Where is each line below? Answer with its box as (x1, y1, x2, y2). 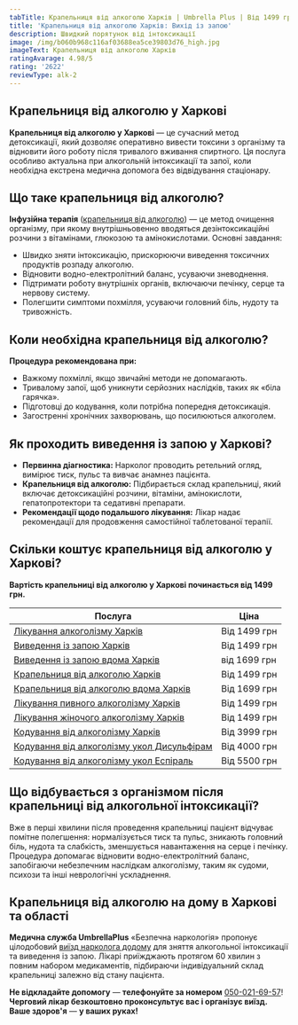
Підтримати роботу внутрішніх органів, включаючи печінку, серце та (21, 278, 286, 289)
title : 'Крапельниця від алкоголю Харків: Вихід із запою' (9, 21, 232, 30)
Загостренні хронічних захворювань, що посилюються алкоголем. (21, 411, 277, 421)
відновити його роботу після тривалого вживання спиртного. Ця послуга (9, 145, 286, 156)
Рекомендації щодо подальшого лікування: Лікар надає (21, 507, 241, 517)
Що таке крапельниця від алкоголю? (9, 190, 224, 205)
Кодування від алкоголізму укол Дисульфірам (13, 739, 213, 752)
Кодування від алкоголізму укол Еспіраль (13, 755, 193, 767)
